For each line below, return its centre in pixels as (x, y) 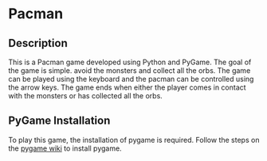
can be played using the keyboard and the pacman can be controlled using (131, 79)
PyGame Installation (59, 121)
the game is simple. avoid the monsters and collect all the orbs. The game (130, 71)
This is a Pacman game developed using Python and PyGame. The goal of (130, 62)
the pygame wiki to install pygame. (65, 148)
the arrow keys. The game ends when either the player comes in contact (127, 87)
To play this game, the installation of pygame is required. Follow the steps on (134, 140)
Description (38, 43)
